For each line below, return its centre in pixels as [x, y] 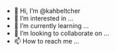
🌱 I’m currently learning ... [51, 26]
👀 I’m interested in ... [44, 18]
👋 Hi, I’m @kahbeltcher [47, 11]
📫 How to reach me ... [46, 41]
